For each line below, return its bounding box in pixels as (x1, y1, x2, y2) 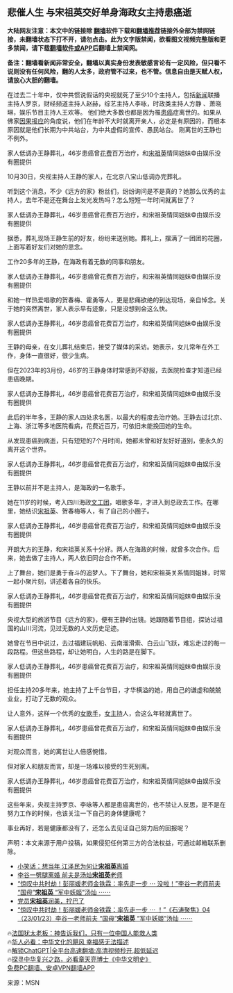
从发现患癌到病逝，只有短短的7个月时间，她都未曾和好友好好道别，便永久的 (7, 436, 223, 445)
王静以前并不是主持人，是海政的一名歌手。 (7, 483, 129, 491)
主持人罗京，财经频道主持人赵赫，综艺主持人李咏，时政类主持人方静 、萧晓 (7, 99, 222, 108)
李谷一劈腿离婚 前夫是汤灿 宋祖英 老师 (17, 871, 123, 879)
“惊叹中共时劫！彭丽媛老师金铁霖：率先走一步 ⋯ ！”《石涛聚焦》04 (17, 905, 210, 914)
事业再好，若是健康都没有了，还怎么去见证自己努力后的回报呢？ (7, 823, 189, 832)
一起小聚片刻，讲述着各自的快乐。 (7, 577, 105, 585)
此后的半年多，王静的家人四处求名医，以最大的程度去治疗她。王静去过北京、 (7, 413, 226, 421)
